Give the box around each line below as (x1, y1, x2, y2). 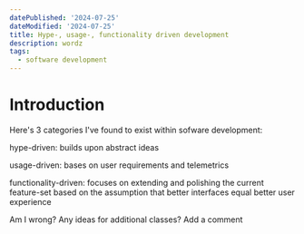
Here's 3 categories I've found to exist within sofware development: (9, 124, 263, 135)
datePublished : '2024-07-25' (9, 13, 120, 23)
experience (9, 196, 52, 207)
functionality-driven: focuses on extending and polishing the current (9, 177, 265, 188)
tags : (9, 47, 30, 56)
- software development (17, 55, 107, 64)
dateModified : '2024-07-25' (9, 22, 116, 31)
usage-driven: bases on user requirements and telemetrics (9, 160, 230, 171)
